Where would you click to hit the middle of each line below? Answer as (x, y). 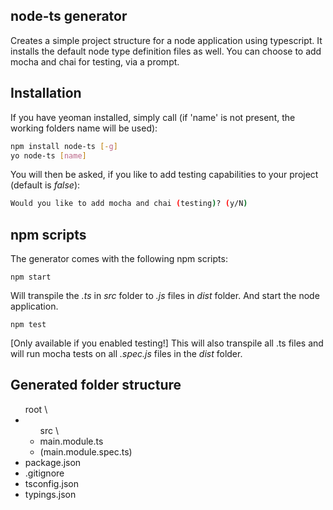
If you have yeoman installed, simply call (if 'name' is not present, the (153, 117)
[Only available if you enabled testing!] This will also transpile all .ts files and (167, 343)
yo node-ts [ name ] (48, 155)
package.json (53, 462)
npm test (28, 325)
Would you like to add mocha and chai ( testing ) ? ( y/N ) (129, 204)
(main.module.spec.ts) (86, 451)
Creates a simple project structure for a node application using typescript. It (166, 40)
